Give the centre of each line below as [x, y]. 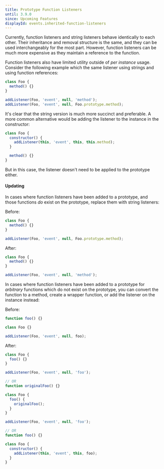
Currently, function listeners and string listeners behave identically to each [80, 37]
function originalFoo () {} [33, 386]
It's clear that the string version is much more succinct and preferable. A [78, 114]
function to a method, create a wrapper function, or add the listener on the [80, 295]
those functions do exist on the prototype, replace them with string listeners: [82, 202]
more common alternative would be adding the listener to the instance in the [82, 119]
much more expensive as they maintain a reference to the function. [73, 53]
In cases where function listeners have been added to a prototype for [75, 285]
